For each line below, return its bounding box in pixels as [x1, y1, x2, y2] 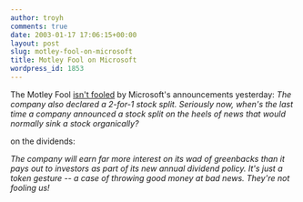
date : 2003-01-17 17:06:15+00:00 [10, 30, 137, 39]
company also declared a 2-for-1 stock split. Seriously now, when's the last [10, 98, 294, 109]
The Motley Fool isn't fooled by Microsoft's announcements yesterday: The [10, 88, 292, 100]
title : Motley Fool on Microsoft [10, 56, 137, 65]
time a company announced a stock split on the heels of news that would [10, 108, 286, 119]
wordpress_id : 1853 [10, 65, 85, 74]
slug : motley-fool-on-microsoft [10, 47, 133, 56]
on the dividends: [10, 136, 76, 146]
